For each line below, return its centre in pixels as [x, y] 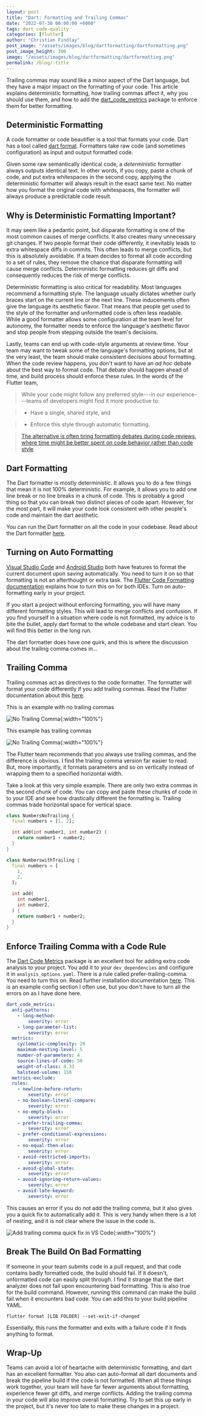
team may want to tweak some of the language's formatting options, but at [100, 350]
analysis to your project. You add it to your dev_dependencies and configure [100, 968]
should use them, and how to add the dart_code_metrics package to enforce [102, 99]
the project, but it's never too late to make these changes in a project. [93, 1406]
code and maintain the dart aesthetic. [53, 515]
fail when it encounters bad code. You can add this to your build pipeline [97, 1299]
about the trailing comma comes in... [52, 648]
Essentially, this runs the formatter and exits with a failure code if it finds [97, 1327]
